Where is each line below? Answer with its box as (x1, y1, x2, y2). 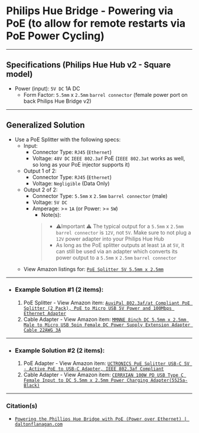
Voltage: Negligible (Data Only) (32, 180, 110, 187)
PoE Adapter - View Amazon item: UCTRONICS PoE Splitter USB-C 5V (23, 360, 190, 367)
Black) (23, 383, 40, 389)
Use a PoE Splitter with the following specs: (14, 136, 121, 143)
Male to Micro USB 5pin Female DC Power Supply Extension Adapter (23, 322, 191, 328)
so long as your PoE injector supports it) (32, 161, 130, 168)
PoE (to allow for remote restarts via (6, 17, 186, 30)
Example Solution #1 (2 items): (14, 285, 104, 294)
